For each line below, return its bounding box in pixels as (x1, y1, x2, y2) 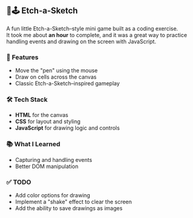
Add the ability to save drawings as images (15, 205, 123, 212)
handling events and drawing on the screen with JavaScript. (6, 38, 157, 45)
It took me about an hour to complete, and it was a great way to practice (6, 31, 188, 38)
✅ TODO (6, 178, 32, 186)
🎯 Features (6, 53, 39, 62)
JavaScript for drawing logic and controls (15, 124, 120, 132)
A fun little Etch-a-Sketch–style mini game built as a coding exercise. (6, 24, 178, 32)
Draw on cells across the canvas (15, 73, 97, 81)
